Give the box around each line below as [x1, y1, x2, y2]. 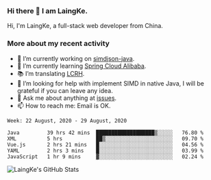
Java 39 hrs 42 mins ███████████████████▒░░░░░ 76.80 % [7, 129, 204, 136]
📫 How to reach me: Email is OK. [16, 101, 111, 110]
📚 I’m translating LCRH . [16, 69, 85, 77]
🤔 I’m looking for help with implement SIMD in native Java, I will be [16, 79, 204, 88]
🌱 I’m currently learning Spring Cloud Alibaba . [16, 62, 147, 70]
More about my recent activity [7, 39, 110, 49]
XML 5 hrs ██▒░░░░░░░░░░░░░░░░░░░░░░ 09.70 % [7, 135, 204, 142]
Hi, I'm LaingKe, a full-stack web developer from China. [7, 22, 163, 30]
